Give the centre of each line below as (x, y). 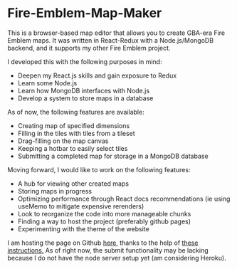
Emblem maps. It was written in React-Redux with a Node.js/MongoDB (111, 40)
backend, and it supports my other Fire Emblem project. (89, 48)
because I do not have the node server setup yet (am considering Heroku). (117, 258)
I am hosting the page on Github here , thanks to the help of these (103, 243)
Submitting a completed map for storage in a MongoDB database (113, 156)
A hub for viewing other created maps (73, 184)
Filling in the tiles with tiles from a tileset (76, 133)
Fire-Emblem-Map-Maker (85, 13)
